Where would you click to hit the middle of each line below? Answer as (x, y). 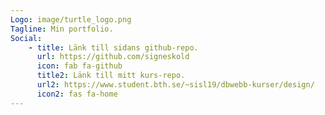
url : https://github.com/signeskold (113, 57)
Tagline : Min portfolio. (62, 29)
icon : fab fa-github (79, 66)
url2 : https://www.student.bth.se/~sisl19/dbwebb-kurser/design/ (175, 85)
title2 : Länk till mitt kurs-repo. (111, 76)
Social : (26, 38)
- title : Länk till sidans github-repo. (113, 47)
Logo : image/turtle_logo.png (71, 19)
